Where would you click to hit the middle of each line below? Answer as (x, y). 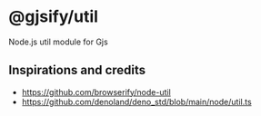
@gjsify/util (54, 17)
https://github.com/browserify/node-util (96, 92)
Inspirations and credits (77, 70)
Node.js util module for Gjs (58, 42)
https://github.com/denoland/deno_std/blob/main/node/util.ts (136, 101)
